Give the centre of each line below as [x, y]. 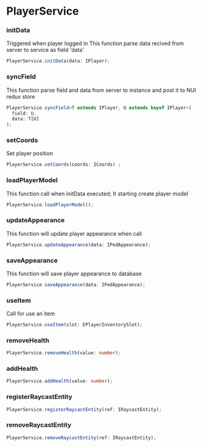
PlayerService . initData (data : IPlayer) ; [58, 61]
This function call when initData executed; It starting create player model [97, 194]
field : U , [24, 113]
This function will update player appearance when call [74, 233]
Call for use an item [31, 314]
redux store [21, 96]
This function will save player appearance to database [74, 273]
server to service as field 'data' [45, 50]
